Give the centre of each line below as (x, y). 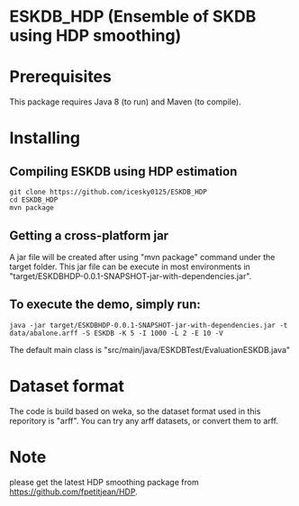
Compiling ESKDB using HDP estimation (123, 172)
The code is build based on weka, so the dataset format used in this (135, 411)
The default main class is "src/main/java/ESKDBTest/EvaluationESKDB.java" (150, 349)
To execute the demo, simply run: (105, 305)
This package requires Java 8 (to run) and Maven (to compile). (125, 102)
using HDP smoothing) (95, 36)
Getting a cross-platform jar (89, 235)
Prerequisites (61, 77)
